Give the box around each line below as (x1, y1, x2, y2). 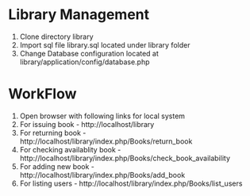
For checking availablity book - (19, 144, 121, 154)
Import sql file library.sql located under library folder (19, 40, 190, 49)
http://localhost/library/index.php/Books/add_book (19, 170, 186, 179)
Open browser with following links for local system (19, 111, 185, 121)
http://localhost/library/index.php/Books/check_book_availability (19, 153, 231, 163)
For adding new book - (19, 161, 95, 171)
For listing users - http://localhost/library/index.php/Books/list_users (19, 179, 243, 188)
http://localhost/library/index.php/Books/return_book (19, 136, 193, 146)
